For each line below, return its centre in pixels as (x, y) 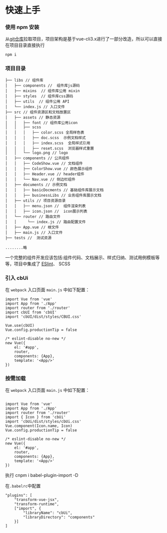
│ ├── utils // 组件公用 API (37, 101)
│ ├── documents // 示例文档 (36, 185)
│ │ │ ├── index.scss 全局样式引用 (48, 143)
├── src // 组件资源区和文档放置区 (38, 112)
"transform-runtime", (36, 504)
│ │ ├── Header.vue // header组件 (45, 174)
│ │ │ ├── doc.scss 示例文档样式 (45, 138)
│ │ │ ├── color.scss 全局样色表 (45, 132)
